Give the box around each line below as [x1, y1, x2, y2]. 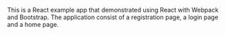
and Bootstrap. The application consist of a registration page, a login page [7, 13, 219, 21]
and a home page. [7, 21, 59, 28]
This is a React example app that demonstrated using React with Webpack [7, 6, 219, 14]
